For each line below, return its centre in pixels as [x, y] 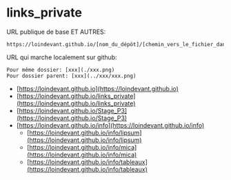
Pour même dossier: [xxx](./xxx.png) [61, 70]
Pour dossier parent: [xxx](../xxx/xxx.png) [71, 76]
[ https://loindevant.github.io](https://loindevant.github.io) [97, 88]
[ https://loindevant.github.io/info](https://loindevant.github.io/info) [110, 125]
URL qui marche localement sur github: [62, 57]
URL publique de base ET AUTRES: [56, 32]
